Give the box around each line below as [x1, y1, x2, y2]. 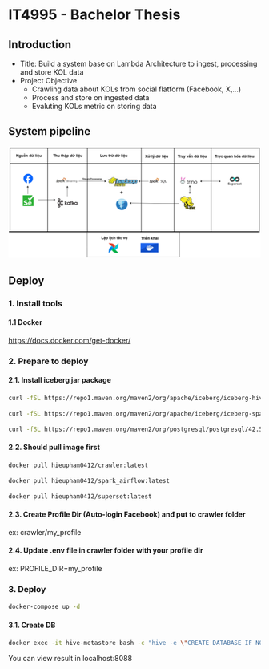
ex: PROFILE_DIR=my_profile [8, 563, 102, 573]
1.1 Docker [8, 318, 42, 327]
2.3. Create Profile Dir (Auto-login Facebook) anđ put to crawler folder [8, 509, 246, 519]
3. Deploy [8, 583, 46, 594]
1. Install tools [8, 298, 62, 309]
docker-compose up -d [8, 603, 81, 611]
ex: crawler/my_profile [8, 527, 82, 537]
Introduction [8, 38, 72, 51]
